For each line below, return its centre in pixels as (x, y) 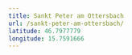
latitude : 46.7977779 (45, 31)
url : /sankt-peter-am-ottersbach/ (66, 23)
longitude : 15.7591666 (46, 38)
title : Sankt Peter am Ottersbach (66, 16)
